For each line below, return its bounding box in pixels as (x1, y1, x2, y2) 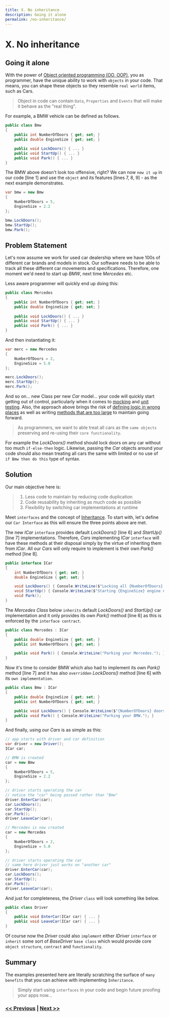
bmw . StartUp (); (5, 222, 37, 227)
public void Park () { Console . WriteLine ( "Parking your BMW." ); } (14, 713, 154, 718)
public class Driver (5, 905, 49, 910)
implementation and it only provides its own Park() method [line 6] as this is (5, 612, 162, 618)
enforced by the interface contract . (5, 618, 81, 624)
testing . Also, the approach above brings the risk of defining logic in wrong (5, 404, 160, 410)
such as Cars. (5, 88, 34, 94)
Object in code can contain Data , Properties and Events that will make (17, 98, 162, 104)
